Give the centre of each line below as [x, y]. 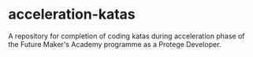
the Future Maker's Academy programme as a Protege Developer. [115, 44]
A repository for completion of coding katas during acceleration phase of [126, 36]
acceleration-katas [72, 14]
